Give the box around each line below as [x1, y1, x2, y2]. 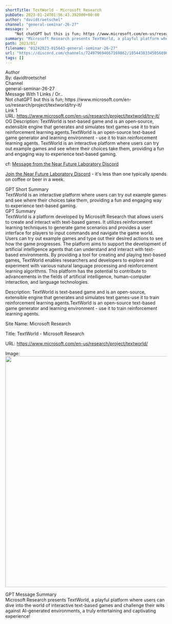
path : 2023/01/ [5, 41, 38, 46]
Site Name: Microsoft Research [5, 321, 71, 327]
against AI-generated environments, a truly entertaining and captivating [5, 608, 156, 614]
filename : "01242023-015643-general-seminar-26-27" [5, 46, 118, 51]
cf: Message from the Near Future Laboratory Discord [5, 161, 119, 167]
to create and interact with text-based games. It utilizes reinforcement [5, 219, 153, 225]
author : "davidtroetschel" [5, 17, 63, 22]
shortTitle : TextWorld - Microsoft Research [5, 7, 102, 13]
